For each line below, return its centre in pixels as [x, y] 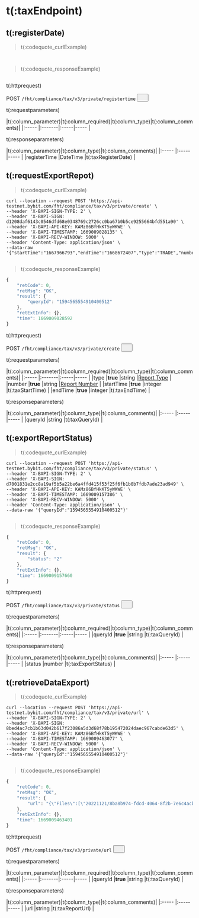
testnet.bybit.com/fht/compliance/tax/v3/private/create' [79, 206]
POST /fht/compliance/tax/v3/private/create [63, 348]
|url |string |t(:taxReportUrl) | [60, 909]
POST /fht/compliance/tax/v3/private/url [59, 850]
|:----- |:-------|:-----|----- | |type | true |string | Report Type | [97, 377]
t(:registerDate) [36, 33]
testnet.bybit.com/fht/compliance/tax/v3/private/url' [75, 713]
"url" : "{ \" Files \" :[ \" [57, 804]
